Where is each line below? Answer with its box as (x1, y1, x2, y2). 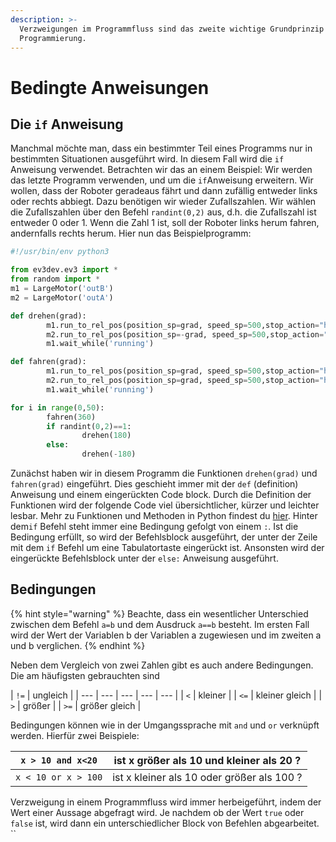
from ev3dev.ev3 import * (10, 265, 118, 275)
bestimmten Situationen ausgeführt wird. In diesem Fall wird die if (10, 153, 285, 165)
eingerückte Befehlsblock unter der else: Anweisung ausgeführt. (10, 552, 279, 564)
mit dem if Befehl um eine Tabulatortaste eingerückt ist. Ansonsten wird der (10, 542, 325, 553)
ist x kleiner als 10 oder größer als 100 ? (112, 770, 303, 784)
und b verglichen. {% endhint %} (10, 639, 146, 651)
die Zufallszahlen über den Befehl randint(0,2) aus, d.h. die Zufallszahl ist (10, 206, 317, 218)
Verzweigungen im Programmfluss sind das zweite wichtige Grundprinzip (19, 24, 325, 34)
